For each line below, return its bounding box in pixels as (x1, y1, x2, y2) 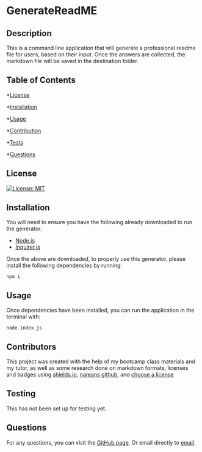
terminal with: (6, 313, 41, 320)
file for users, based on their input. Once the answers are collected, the (6, 51, 186, 58)
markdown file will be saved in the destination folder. (6, 58, 139, 64)
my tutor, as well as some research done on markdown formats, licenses (6, 364, 189, 372)
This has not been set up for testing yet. (6, 405, 107, 412)
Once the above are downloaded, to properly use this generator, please (6, 255, 186, 263)
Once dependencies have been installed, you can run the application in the (6, 307, 195, 314)
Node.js (15, 237, 35, 244)
